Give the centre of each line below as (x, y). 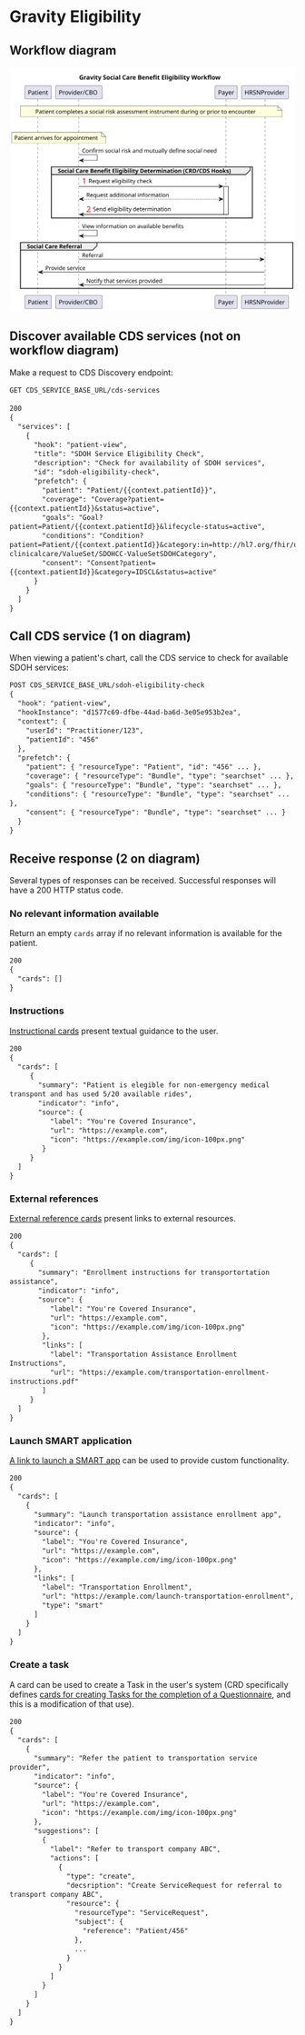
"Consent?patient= (121, 563)
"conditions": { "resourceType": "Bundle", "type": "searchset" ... (158, 794)
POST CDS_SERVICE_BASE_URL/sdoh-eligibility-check (107, 685)
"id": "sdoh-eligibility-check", (97, 472)
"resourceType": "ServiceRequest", (141, 1912)
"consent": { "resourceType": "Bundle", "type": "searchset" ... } (156, 813)
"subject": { (99, 1921)
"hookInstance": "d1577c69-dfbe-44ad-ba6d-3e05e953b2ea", (130, 713)
